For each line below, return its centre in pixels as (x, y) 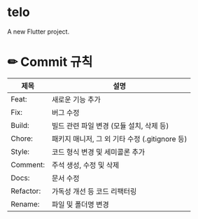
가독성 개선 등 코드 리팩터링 (94, 191)
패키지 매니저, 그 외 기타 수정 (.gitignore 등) (119, 139)
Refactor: (26, 191)
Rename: (25, 204)
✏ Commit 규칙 (50, 62)
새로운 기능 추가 (76, 99)
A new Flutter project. (38, 31)
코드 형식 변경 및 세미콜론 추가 (98, 152)
